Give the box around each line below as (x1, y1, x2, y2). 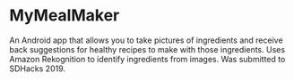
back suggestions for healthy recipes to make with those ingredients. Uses (9, 44, 285, 54)
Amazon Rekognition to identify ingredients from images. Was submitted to (9, 53, 286, 64)
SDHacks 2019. (9, 63, 65, 74)
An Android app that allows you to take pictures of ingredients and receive (9, 35, 284, 45)
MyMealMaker (9, 5, 120, 26)
